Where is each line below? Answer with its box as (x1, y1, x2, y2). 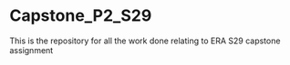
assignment (9, 44, 54, 55)
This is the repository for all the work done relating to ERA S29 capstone (9, 35, 281, 46)
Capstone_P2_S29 (9, 5, 152, 26)
